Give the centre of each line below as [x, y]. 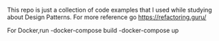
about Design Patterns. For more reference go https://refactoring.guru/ [107, 17]
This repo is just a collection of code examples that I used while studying [109, 10]
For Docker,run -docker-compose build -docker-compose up [93, 30]
